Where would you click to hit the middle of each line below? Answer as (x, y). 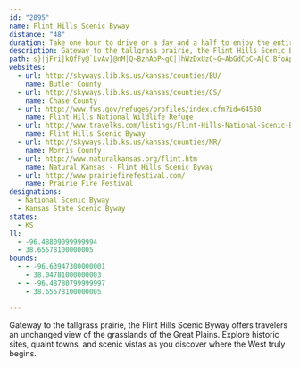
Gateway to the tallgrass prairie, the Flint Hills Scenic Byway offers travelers (149, 325)
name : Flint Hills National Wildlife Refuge (109, 117)
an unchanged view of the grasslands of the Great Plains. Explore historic (144, 334)
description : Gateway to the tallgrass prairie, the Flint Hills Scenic (147, 51)
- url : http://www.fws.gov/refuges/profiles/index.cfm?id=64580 (139, 109)
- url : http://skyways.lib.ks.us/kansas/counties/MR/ (119, 142)
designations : (36, 192)
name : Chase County (62, 100)
